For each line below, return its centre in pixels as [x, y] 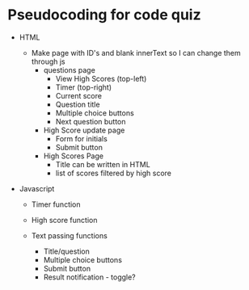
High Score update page [84, 130]
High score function [64, 220]
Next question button [91, 121]
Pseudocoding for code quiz [104, 15]
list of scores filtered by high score [113, 173]
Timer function [56, 204]
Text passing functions [70, 235]
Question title [78, 104]
